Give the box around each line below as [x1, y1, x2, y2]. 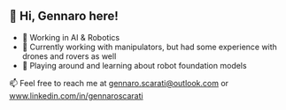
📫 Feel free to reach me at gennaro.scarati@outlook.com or [9, 77, 228, 88]
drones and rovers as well [21, 50, 117, 62]
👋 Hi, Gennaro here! [9, 9, 120, 24]
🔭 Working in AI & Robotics [21, 32, 120, 42]
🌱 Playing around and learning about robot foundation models [21, 60, 247, 70]
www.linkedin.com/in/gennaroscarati [9, 90, 143, 101]
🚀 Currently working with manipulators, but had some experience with [21, 41, 277, 52]
